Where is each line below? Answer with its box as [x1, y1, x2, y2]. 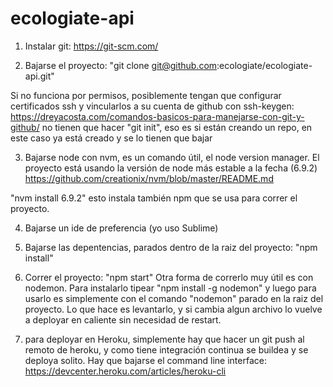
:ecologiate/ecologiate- [216, 59, 313, 71]
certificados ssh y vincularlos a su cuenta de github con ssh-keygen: [10, 100, 295, 112]
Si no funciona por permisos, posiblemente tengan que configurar [10, 89, 282, 101]
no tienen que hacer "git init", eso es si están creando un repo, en [41, 121, 313, 133]
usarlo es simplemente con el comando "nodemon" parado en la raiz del [24, 292, 324, 304]
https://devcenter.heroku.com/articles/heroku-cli [24, 365, 227, 377]
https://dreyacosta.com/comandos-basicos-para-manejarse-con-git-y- [10, 110, 305, 122]
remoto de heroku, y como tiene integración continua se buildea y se [24, 343, 309, 356]
